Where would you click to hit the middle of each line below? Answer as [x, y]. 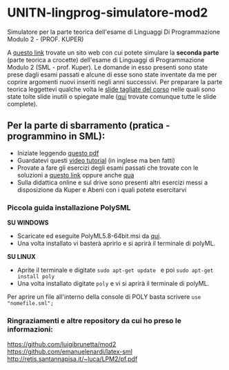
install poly [36, 277]
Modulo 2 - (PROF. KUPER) [46, 39]
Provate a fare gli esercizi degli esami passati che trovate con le [108, 168]
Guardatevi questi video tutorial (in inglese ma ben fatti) [96, 160]
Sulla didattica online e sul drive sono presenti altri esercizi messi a [112, 182]
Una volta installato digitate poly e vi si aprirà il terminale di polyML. [113, 284]
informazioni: [30, 329]
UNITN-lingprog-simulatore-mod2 [108, 13]
